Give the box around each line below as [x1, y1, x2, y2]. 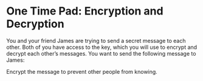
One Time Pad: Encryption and [6, 4, 163, 18]
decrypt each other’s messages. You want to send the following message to [6, 50, 196, 57]
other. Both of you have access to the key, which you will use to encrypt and [6, 44, 198, 51]
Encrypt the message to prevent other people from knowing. [6, 68, 158, 75]
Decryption [6, 17, 65, 31]
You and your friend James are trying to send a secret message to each [6, 37, 186, 44]
